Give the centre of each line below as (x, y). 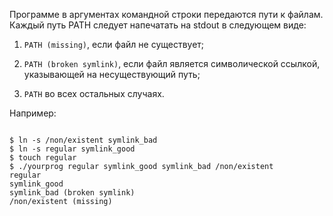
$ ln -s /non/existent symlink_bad (83, 140)
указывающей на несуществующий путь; (112, 74)
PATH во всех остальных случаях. (94, 93)
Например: (33, 113)
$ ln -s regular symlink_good (72, 149)
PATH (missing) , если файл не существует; (114, 44)
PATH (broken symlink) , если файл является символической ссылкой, (172, 63)
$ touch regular (43, 158)
